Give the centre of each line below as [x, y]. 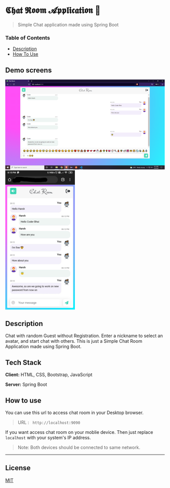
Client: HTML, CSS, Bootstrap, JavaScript [49, 375]
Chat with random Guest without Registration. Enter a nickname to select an [84, 336]
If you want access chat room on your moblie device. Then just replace [79, 432]
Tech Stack [23, 362]
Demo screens [29, 70]
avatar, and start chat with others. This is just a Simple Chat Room [74, 341]
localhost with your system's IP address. [48, 437]
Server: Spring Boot [26, 385]
